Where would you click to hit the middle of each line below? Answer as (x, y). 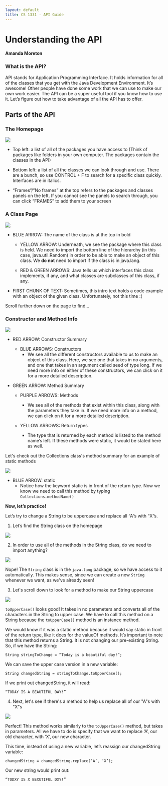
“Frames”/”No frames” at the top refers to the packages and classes (82, 190)
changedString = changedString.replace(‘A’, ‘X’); (59, 761)
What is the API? (26, 67)
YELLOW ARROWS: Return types (54, 426)
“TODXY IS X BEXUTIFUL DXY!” (36, 780)
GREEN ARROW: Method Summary (48, 385)
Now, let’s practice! (26, 506)
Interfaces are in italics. (37, 181)
